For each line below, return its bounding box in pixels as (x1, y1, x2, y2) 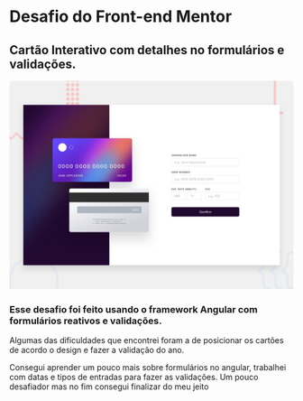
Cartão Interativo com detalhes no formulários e (9, 42, 285, 58)
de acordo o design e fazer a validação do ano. (9, 345, 185, 356)
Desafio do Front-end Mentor (9, 6, 233, 27)
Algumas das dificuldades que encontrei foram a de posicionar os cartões (9, 335, 284, 346)
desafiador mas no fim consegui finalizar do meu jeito (9, 381, 209, 392)
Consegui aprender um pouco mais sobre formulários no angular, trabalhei (9, 362, 287, 373)
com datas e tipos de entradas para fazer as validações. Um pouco (9, 372, 259, 383)
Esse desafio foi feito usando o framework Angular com (9, 303, 259, 316)
